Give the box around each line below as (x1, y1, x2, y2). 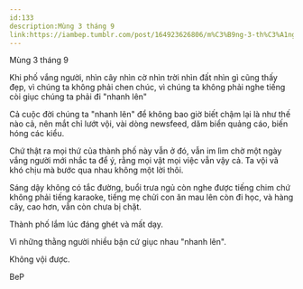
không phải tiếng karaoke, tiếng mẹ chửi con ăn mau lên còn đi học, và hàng (9, 191, 294, 203)
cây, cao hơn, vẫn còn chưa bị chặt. (9, 201, 142, 212)
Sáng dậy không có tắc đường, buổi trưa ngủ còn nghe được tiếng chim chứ (9, 182, 291, 193)
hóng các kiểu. (9, 128, 65, 139)
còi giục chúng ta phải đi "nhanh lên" (9, 91, 147, 102)
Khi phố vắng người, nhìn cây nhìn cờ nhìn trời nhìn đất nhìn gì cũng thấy (9, 72, 278, 83)
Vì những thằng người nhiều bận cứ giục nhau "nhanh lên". (9, 237, 227, 247)
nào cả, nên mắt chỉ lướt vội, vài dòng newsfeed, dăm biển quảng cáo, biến (9, 118, 289, 129)
